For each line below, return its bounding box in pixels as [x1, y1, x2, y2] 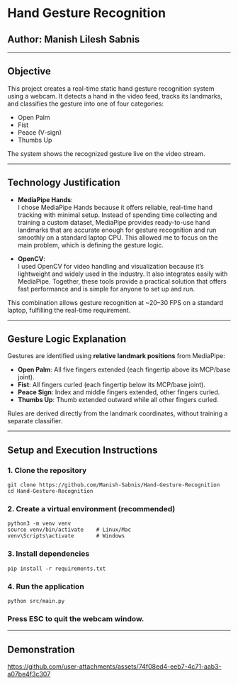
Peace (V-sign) [17, 128, 62, 136]
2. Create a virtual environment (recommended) [7, 504, 176, 514]
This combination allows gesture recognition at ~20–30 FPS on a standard [7, 298, 224, 306]
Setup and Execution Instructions [7, 444, 158, 456]
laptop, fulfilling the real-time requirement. [7, 306, 131, 314]
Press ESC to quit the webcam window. [7, 613, 144, 623]
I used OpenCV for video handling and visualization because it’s [17, 262, 204, 270]
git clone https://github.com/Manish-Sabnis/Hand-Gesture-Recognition [7, 481, 220, 489]
